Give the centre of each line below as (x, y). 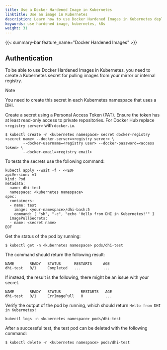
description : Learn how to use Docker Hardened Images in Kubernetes (79, 19)
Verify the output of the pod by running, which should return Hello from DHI (83, 305)
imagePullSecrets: (29, 218)
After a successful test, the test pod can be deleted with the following (76, 328)
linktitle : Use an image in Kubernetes (46, 14)
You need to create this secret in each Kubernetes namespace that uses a (81, 100)
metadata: (15, 183)
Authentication (29, 58)
